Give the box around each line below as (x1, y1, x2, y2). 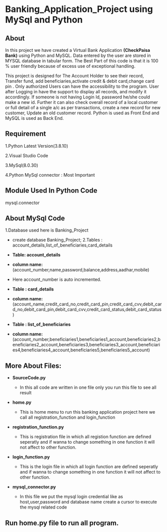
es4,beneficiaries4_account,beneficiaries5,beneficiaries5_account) (12, 347, 150, 353)
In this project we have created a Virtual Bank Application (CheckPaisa (5, 47, 151, 53)
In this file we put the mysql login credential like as (19, 494, 123, 500)
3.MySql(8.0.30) (5, 162, 38, 168)
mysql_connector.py (12, 484, 56, 490)
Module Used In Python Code (5, 186, 98, 195)
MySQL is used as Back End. (5, 115, 64, 121)
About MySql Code (5, 214, 65, 223)
